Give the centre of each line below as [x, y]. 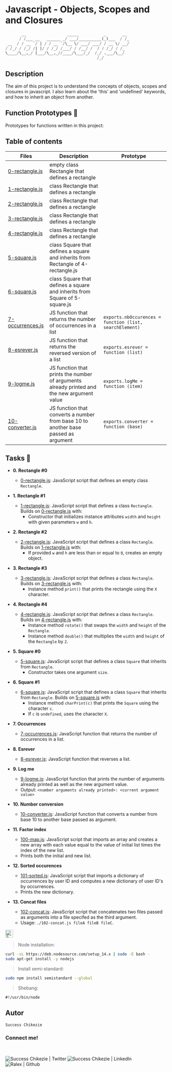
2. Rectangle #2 [30, 532]
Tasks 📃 [18, 458]
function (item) [123, 386]
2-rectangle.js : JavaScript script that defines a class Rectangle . [87, 542]
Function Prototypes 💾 [42, 113]
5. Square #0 [27, 651]
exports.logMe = [123, 381]
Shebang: [28, 988]
